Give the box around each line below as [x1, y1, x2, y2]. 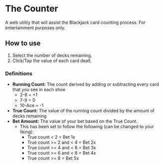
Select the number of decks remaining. [12, 52, 92, 58]
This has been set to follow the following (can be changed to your [19, 124, 155, 130]
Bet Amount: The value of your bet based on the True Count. [12, 118, 138, 124]
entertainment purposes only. [5, 24, 66, 30]
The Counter [5, 3, 59, 14]
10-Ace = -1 [19, 102, 44, 108]
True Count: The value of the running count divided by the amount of [12, 108, 155, 114]
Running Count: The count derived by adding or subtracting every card [12, 82, 159, 87]
